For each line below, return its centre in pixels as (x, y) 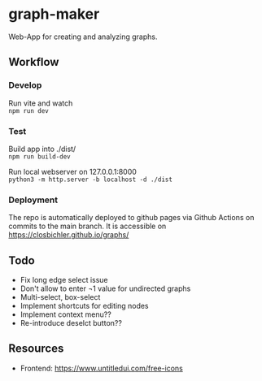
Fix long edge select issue (64, 280)
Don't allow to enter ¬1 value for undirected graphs (105, 288)
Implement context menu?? (65, 314)
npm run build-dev (39, 156)
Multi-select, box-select (60, 297)
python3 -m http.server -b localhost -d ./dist (91, 180)
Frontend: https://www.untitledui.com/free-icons (101, 368)
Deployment (33, 200)
